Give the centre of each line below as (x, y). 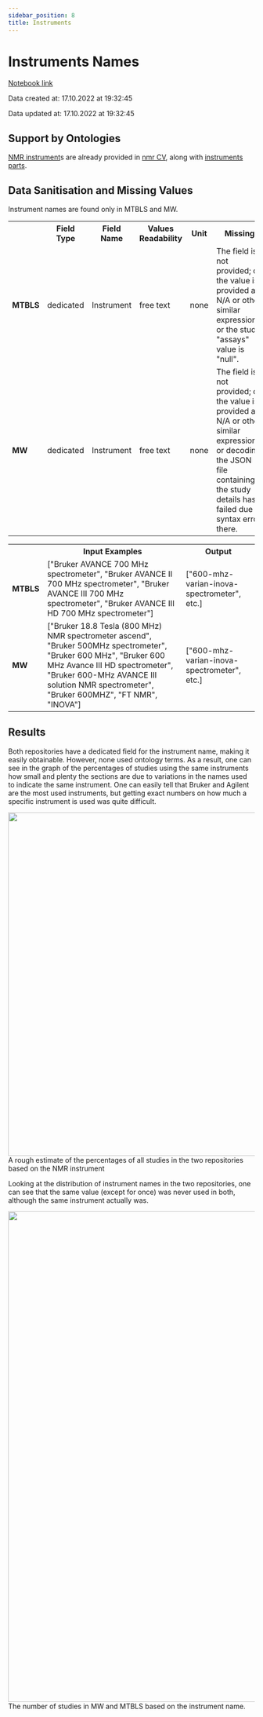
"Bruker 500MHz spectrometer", (107, 646)
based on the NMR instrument (56, 1168)
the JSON (234, 460)
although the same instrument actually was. (78, 1200)
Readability (160, 239)
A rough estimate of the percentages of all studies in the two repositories (126, 1160)
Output (218, 552)
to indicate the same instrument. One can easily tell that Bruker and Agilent (129, 784)
